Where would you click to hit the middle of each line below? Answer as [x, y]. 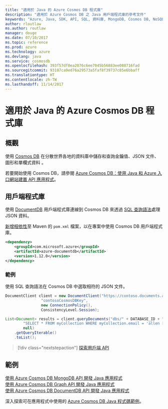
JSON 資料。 [18, 216]
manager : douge [21, 33]
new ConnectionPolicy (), [67, 305]
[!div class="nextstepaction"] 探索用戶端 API [63, 347]
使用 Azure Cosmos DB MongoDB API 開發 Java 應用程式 [64, 378]
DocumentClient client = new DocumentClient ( [53, 296]
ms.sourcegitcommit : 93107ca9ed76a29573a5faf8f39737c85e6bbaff [72, 71]
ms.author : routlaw [25, 29]
